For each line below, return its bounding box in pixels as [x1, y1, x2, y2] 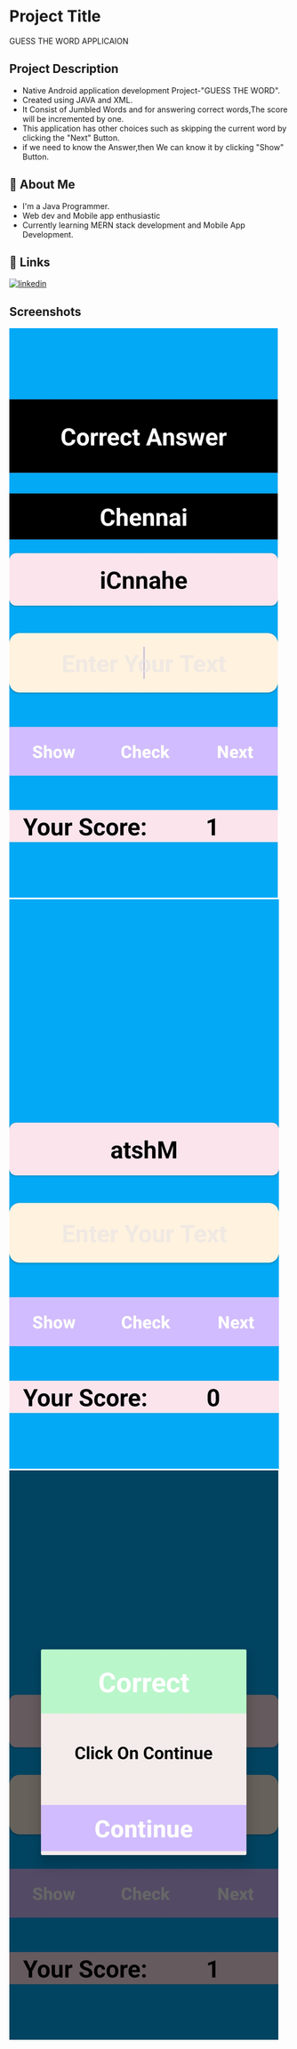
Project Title [9, 6, 101, 27]
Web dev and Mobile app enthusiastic [21, 210, 161, 221]
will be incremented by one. [21, 113, 124, 124]
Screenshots [9, 304, 82, 319]
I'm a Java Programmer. [21, 200, 110, 211]
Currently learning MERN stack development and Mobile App [21, 220, 246, 230]
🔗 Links [9, 254, 51, 270]
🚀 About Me [9, 177, 76, 192]
